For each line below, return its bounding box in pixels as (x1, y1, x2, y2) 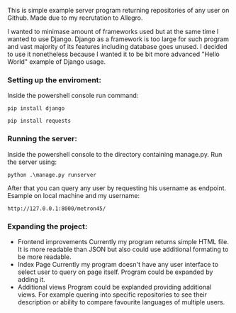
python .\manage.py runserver (7, 171, 97, 178)
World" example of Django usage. (7, 57, 106, 66)
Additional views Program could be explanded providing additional (17, 282, 212, 291)
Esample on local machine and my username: (7, 191, 140, 199)
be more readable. (17, 252, 72, 261)
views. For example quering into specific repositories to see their (17, 290, 208, 299)
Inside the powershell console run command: (7, 92, 139, 100)
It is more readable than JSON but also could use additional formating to (17, 245, 229, 253)
